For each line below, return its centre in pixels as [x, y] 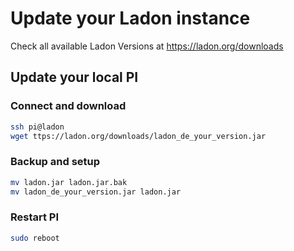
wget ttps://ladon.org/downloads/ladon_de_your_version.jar [138, 136]
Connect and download [68, 106]
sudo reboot [35, 238]
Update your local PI [74, 77]
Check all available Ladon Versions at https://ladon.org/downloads [147, 46]
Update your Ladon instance [130, 18]
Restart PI [35, 217]
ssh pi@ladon [37, 127]
